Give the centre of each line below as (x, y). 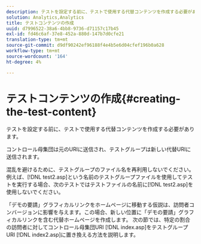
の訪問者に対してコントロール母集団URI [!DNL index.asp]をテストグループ (97, 227)
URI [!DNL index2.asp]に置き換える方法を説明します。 (73, 235)
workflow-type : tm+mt (33, 51)
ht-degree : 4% (24, 62)
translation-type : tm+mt (37, 40)
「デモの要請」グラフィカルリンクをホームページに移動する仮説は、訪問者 (98, 205)
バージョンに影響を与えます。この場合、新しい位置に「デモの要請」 (95, 212)
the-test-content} (51, 112)
